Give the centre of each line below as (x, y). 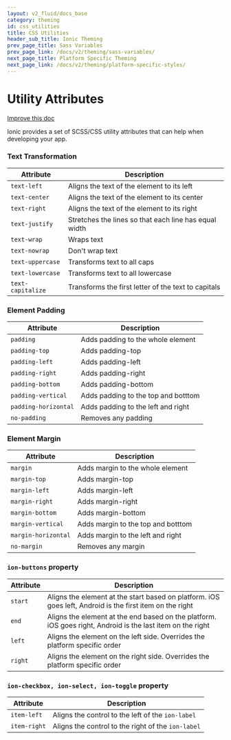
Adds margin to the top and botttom (135, 524)
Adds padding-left (111, 362)
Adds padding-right (113, 373)
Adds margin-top (106, 479)
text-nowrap (30, 250)
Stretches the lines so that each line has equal (142, 219)
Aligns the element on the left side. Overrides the (126, 637)
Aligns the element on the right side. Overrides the (128, 656)
